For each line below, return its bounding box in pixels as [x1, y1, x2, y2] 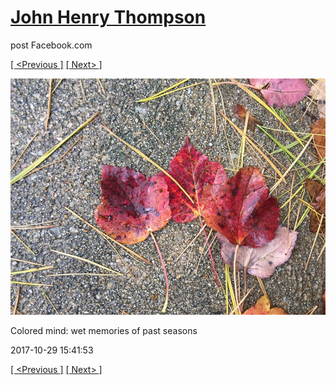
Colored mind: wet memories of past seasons [10, 324, 198, 336]
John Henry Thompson [10, 6, 207, 29]
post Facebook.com [10, 39, 93, 51]
